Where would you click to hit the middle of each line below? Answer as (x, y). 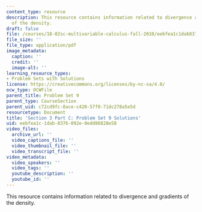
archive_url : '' (32, 135)
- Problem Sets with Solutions (45, 79)
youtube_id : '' (31, 180)
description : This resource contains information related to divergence (99, 17)
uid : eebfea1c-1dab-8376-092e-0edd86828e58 (62, 124)
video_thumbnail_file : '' (44, 146)
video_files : (23, 129)
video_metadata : (26, 157)
